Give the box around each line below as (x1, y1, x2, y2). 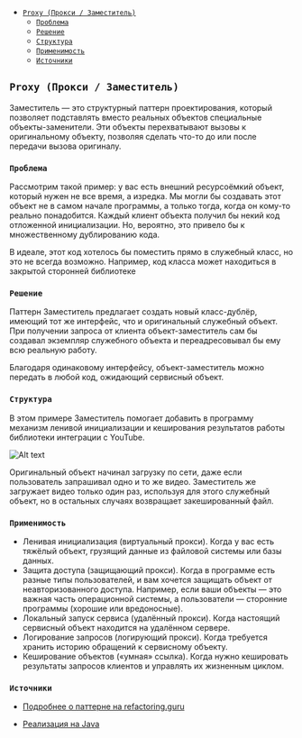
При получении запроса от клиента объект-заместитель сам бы (9, 325, 259, 336)
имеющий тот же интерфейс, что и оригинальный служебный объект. (9, 316, 278, 327)
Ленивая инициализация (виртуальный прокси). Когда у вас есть (22, 536, 275, 547)
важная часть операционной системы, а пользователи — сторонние (22, 594, 288, 604)
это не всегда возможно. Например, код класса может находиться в (9, 256, 277, 268)
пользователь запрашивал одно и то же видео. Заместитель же (9, 476, 257, 487)
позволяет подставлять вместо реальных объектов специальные (9, 112, 262, 123)
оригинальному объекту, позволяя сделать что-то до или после (9, 131, 257, 141)
